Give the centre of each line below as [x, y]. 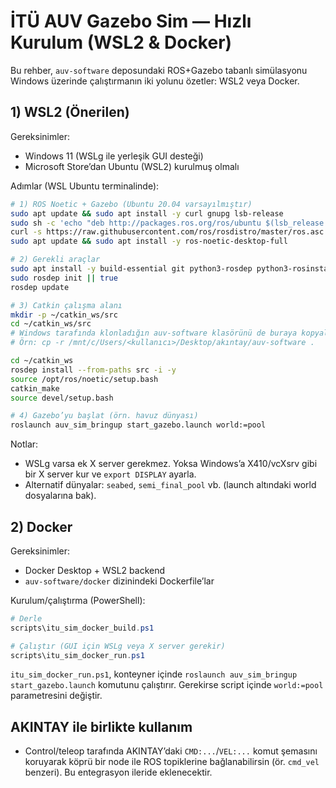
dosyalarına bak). [60, 496]
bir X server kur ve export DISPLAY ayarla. [110, 474]
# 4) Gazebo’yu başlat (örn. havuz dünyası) [104, 416]
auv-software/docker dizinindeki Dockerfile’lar [119, 581]
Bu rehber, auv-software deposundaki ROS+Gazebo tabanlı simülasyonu [159, 70]
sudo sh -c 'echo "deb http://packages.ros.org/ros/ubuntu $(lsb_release [167, 223]
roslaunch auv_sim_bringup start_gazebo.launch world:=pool [138, 425]
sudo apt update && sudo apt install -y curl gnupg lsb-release [147, 213]
